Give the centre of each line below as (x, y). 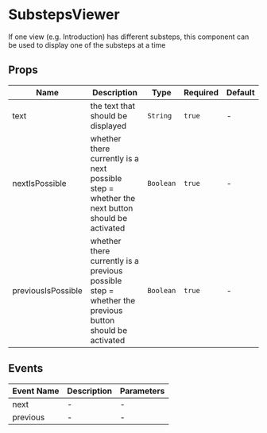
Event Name (36, 391)
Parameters (142, 391)
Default (240, 92)
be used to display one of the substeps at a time (87, 44)
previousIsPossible (48, 290)
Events (26, 368)
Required (201, 92)
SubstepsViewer (64, 15)
